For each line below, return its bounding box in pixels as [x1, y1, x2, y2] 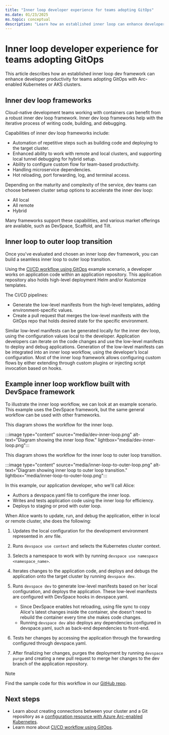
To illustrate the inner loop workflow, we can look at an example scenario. [5, 401, 157, 407]
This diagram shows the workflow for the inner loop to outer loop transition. [5, 452, 162, 458]
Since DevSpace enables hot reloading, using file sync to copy [20, 603, 150, 609]
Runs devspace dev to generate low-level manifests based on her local [12, 583, 157, 589]
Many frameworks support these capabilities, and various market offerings [5, 218, 160, 223]
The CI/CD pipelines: [5, 291, 49, 298]
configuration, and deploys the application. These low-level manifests [12, 588, 157, 594]
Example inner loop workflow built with [5, 380, 130, 388]
